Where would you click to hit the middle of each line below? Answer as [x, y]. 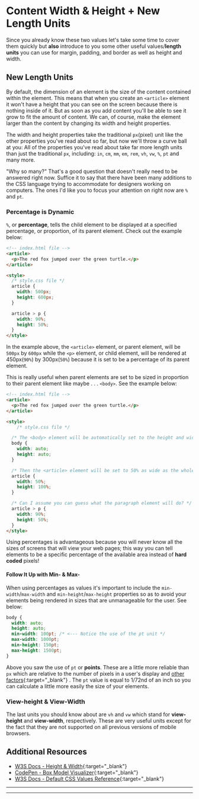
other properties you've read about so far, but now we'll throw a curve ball [97, 141]
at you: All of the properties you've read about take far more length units [94, 147]
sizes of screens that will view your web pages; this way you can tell [89, 548]
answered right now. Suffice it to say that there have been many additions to [99, 177]
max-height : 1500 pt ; [37, 650]
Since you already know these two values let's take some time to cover [93, 40]
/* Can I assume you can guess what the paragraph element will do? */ [102, 503]
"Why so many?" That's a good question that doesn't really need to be [92, 171]
